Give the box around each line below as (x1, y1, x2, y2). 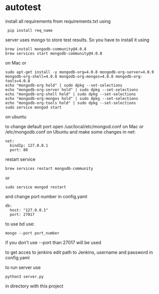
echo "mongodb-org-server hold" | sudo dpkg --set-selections (5, 87, 138, 92)
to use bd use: (5, 221, 35, 227)
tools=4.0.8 (5, 78, 30, 83)
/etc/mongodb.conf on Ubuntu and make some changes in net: (5, 129, 136, 135)
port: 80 (10, 147, 28, 152)
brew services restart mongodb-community (5, 166, 94, 171)
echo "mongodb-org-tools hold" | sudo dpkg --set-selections (5, 100, 136, 105)
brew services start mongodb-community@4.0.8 (5, 51, 102, 56)
